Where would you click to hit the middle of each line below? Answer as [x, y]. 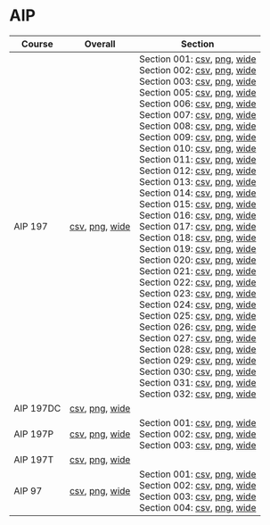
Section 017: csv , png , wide [198, 226]
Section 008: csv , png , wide [198, 126]
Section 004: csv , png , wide [198, 507]
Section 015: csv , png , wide [198, 204]
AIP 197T [34, 459]
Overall [100, 44]
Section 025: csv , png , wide [198, 315]
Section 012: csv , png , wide [198, 171]
